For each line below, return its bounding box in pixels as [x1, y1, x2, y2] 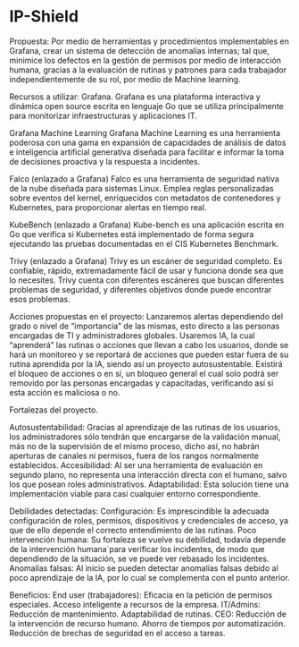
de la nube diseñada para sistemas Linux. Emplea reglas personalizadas [9, 183, 274, 193]
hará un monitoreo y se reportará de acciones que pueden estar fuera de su [9, 349, 289, 360]
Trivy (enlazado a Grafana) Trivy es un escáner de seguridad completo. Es [9, 255, 283, 266]
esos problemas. [9, 294, 71, 304]
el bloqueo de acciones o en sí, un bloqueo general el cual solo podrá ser [9, 368, 279, 379]
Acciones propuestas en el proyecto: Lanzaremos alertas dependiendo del [9, 311, 284, 321]
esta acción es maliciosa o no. [9, 387, 120, 397]
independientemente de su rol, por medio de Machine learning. [9, 73, 241, 84]
